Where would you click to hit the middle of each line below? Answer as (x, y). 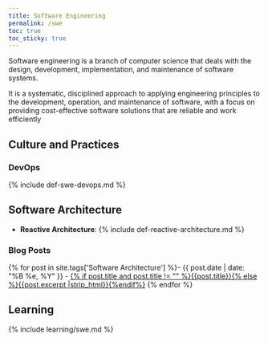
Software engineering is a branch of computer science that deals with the (130, 61)
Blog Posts (30, 250)
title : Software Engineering (57, 16)
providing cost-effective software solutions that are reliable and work (122, 111)
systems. (23, 78)
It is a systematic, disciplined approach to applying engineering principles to (134, 94)
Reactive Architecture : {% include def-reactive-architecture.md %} (132, 229)
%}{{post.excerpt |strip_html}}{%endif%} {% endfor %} (101, 285)
